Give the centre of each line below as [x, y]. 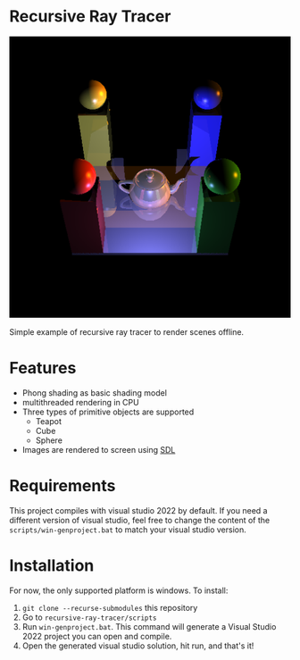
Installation [52, 565]
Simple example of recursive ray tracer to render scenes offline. [126, 331]
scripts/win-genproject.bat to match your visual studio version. [128, 530]
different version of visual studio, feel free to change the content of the [140, 520]
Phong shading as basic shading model [95, 393]
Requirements [62, 486]
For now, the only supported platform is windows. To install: [119, 590]
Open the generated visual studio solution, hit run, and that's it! [138, 646]
